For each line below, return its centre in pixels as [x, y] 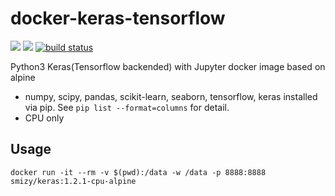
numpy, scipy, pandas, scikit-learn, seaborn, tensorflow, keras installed [171, 96]
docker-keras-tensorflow [118, 18]
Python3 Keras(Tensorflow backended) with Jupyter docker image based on [168, 66]
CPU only [44, 118]
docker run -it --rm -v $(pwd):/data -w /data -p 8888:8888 [138, 172]
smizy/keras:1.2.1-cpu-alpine [73, 181]
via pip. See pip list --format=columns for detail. [127, 107]
